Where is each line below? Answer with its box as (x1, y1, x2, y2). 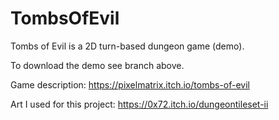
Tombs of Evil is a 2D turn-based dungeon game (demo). (10, 40, 245, 52)
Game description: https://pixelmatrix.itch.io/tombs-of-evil (10, 78, 250, 91)
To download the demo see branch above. (10, 59, 185, 71)
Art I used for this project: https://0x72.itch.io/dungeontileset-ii (10, 98, 269, 110)
